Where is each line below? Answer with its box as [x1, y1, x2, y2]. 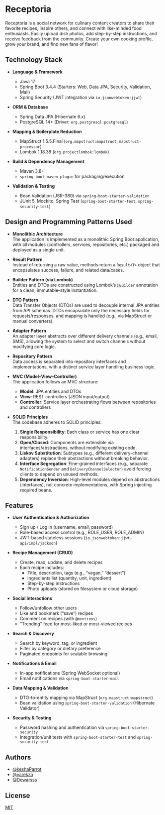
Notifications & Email [12, 661, 57, 667]
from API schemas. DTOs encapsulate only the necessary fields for [12, 307, 150, 313]
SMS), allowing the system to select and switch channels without [12, 338, 146, 344]
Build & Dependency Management [12, 158, 84, 164]
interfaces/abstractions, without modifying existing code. [19, 445, 137, 451]
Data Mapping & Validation [12, 685, 69, 691]
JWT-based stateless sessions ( [19, 535, 86, 541]
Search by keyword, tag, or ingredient [19, 640, 97, 646]
